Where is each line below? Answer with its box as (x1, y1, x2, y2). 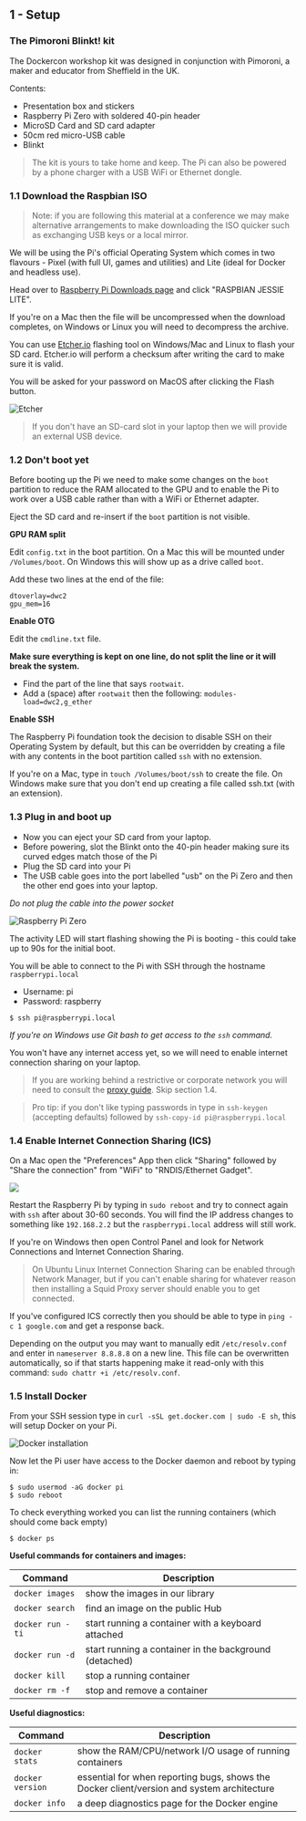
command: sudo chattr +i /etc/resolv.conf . (9, 1367, 180, 1378)
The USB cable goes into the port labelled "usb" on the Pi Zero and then (22, 870, 293, 881)
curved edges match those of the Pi (22, 850, 158, 861)
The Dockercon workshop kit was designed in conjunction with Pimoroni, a (9, 55, 291, 67)
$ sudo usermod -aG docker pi (9, 1483, 125, 1493)
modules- (204, 690, 238, 699)
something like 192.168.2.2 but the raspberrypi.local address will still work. (9, 1218, 297, 1230)
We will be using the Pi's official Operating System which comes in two (9, 246, 276, 258)
